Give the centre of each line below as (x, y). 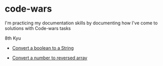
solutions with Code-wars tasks (38, 28)
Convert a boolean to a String (43, 48)
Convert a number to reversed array (50, 58)
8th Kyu (13, 38)
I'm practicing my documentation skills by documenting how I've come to (81, 23)
